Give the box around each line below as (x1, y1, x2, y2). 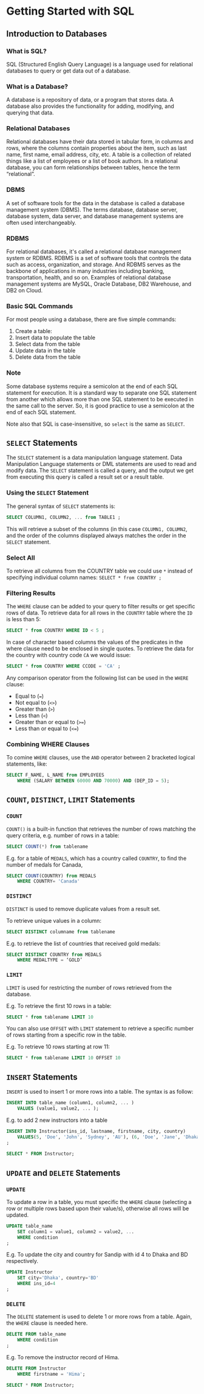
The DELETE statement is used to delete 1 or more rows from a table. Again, (6, 1313, 192, 1320)
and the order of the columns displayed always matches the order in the (6, 532, 186, 539)
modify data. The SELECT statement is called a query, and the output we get (6, 467, 194, 474)
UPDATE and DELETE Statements (6, 1167, 121, 1178)
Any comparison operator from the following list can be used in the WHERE (6, 674, 189, 681)
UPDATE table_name (6, 1223, 53, 1229)
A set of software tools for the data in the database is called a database (6, 199, 185, 206)
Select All (6, 553, 35, 561)
